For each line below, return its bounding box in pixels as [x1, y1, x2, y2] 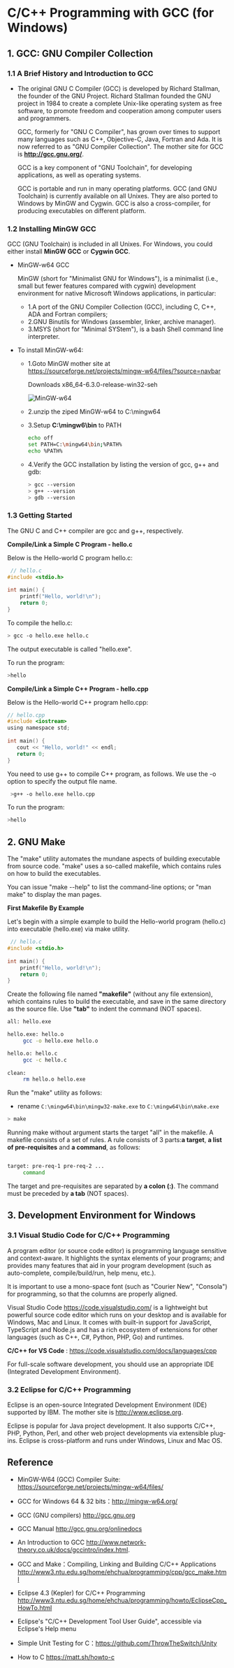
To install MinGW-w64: [17, 346, 84, 354]
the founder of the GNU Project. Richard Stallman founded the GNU [17, 92, 212, 100]
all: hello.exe [7, 1018, 52, 1025]
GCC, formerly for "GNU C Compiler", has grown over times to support [17, 127, 221, 136]
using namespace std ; [7, 724, 71, 731]
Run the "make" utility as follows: [7, 1088, 103, 1097]
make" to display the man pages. [7, 891, 102, 899]
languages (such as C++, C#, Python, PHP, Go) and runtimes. [7, 1333, 184, 1341]
